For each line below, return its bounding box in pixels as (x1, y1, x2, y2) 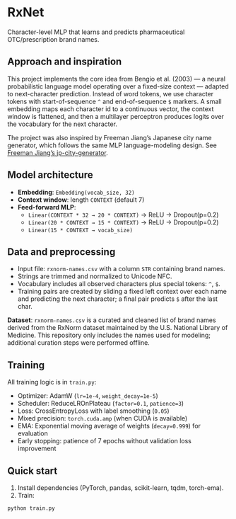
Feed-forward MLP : (17, 203, 76, 211)
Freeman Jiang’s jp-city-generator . (7, 148, 108, 156)
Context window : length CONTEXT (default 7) (17, 195, 145, 204)
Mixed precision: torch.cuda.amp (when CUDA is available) (17, 414, 188, 423)
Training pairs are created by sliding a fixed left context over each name (17, 287, 228, 296)
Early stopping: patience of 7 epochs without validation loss (17, 437, 192, 445)
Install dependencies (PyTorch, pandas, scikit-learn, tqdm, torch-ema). (17, 484, 224, 492)
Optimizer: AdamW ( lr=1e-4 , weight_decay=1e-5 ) (17, 392, 159, 400)
